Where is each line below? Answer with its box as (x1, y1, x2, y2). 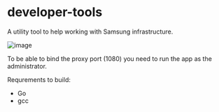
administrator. (7, 62, 48, 70)
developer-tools (7, 4, 103, 20)
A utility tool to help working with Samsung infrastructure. (7, 27, 174, 36)
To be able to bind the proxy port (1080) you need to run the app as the (7, 54, 212, 63)
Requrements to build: (7, 75, 71, 84)
